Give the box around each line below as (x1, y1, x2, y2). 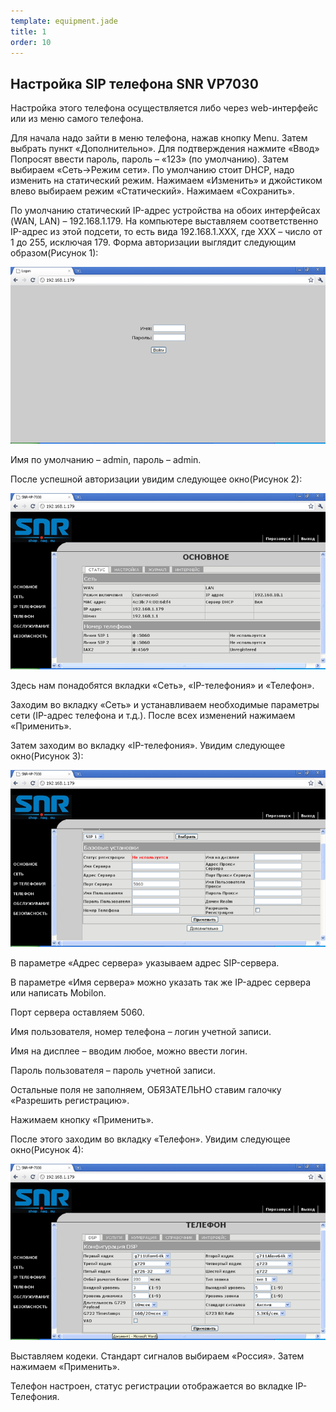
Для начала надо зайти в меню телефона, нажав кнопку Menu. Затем (10, 132, 308, 144)
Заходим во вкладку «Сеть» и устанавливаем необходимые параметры (10, 699, 320, 711)
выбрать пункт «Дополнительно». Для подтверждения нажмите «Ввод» (10, 143, 320, 155)
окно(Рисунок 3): (10, 750, 84, 762)
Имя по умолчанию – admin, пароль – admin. (10, 453, 202, 465)
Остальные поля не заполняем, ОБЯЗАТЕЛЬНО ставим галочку (10, 1083, 282, 1095)
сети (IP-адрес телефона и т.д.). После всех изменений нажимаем (10, 710, 296, 722)
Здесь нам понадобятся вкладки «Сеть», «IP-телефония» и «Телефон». (10, 680, 315, 692)
